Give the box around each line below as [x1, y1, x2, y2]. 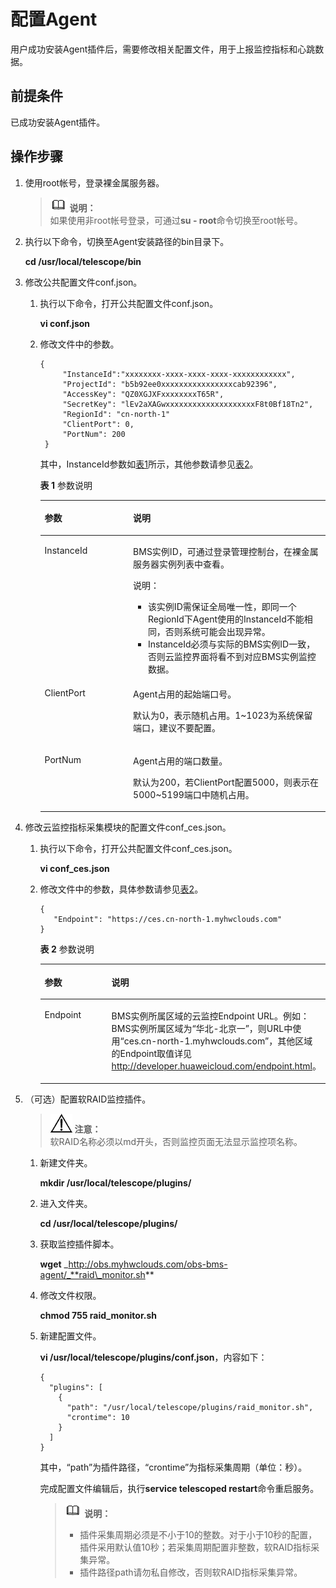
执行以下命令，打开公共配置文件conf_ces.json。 [39, 843, 238, 855]
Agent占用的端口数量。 [133, 755, 228, 767]
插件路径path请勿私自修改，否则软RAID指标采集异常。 [79, 1566, 303, 1578]
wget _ [39, 1258, 69, 1270]
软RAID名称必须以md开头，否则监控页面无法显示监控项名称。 [49, 1135, 303, 1147]
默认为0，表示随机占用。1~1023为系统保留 [133, 709, 313, 721]
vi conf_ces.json [39, 863, 110, 875]
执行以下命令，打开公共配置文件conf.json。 [39, 297, 219, 309]
